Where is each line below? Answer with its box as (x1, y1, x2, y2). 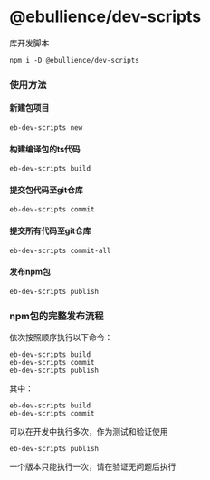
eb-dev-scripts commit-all (9, 246, 111, 255)
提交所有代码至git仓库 (9, 225, 91, 237)
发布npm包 (9, 266, 52, 278)
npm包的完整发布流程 (9, 309, 104, 322)
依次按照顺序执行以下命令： (9, 332, 113, 343)
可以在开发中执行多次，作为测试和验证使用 (9, 426, 168, 437)
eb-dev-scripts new (9, 123, 83, 132)
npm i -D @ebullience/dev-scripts (9, 55, 140, 64)
